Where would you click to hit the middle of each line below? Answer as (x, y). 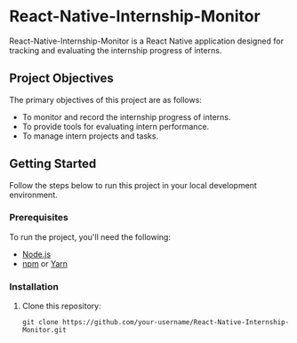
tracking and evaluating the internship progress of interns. (116, 50)
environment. (33, 195)
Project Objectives (61, 79)
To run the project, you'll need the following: (90, 236)
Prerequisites (39, 218)
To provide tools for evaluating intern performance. (116, 126)
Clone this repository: (61, 306)
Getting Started (53, 164)
